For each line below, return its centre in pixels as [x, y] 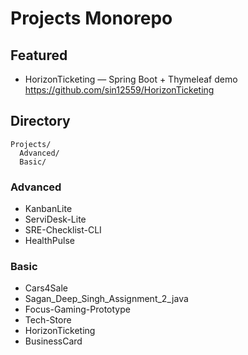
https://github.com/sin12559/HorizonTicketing [119, 90]
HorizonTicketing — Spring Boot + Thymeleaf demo [131, 79]
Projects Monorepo [91, 18]
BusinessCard [53, 341]
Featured [39, 55]
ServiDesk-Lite [55, 219]
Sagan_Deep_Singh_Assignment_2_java [106, 299]
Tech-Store [48, 320]
